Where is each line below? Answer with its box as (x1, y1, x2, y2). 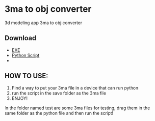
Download (4, 34, 36, 42)
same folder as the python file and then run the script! (4, 110, 114, 116)
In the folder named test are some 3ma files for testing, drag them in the (4, 105, 150, 111)
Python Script (11, 52, 40, 58)
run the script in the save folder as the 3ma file (11, 90, 106, 96)
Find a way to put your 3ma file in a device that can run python (11, 85, 138, 91)
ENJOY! (11, 95, 28, 101)
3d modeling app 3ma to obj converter (4, 20, 82, 26)
